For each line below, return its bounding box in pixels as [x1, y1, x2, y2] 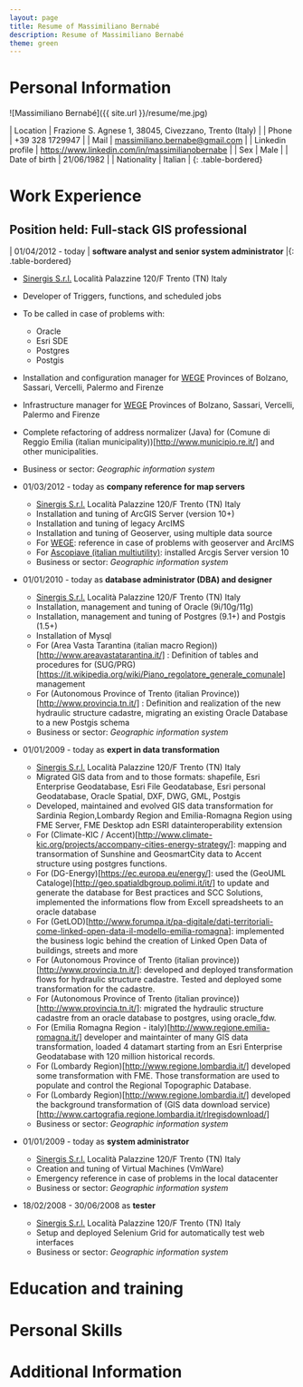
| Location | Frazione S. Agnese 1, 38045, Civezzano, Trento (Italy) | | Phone [9, 125, 292, 136]
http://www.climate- [137, 829, 213, 840]
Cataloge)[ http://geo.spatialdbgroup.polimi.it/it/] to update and [35, 877, 270, 889]
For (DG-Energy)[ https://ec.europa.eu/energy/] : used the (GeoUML [35, 868, 287, 879]
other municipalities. [22, 446, 99, 457]
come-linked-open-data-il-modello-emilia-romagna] [35, 926, 232, 937]
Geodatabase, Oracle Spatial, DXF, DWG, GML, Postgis [35, 791, 241, 802]
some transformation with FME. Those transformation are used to [35, 1070, 280, 1081]
